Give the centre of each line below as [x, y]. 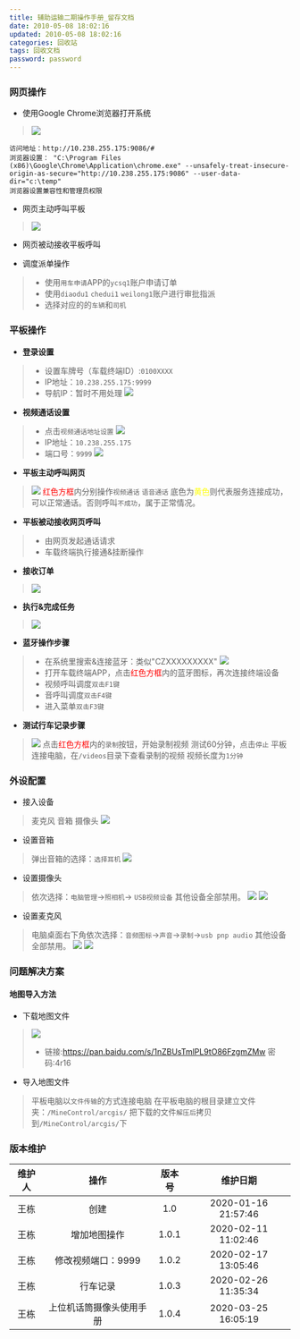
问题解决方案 [37, 971]
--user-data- [217, 174]
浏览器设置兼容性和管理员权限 [56, 191]
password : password [46, 59]
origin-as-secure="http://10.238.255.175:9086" [100, 174]
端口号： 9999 [68, 453]
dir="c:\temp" [36, 182]
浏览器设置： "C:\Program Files [66, 158]
